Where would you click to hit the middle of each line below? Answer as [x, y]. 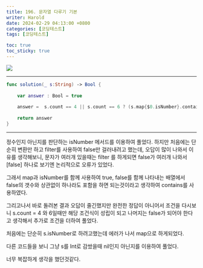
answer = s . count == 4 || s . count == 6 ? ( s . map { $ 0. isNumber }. [100, 107]
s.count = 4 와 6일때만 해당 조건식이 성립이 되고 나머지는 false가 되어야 [97, 213]
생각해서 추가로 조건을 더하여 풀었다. [55, 220]
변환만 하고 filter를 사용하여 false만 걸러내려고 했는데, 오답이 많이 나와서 [102, 149]
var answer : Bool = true [50, 96]
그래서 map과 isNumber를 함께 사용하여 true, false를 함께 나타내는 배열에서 [96, 177]
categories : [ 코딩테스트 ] [36, 29]
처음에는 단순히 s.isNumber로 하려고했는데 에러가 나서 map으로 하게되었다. [95, 233]
